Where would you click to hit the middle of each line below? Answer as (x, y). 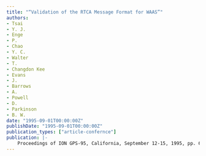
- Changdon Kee (26, 69)
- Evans (16, 75)
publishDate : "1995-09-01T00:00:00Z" (55, 127)
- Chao (15, 47)
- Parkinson (21, 109)
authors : (17, 18)
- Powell (17, 98)
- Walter (17, 58)
